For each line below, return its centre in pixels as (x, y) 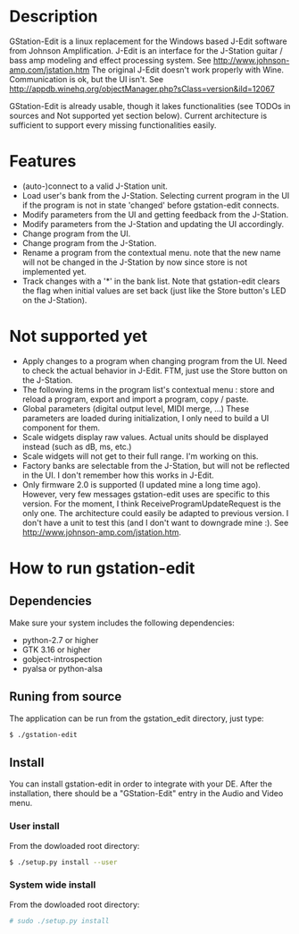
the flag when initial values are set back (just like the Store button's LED (154, 290)
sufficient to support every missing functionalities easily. (113, 125)
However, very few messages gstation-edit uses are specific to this (146, 494)
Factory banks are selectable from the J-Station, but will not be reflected (156, 465)
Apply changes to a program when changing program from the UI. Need (154, 361)
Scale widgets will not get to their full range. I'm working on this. (140, 456)
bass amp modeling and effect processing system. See (110, 60)
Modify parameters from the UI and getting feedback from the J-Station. (155, 214)
